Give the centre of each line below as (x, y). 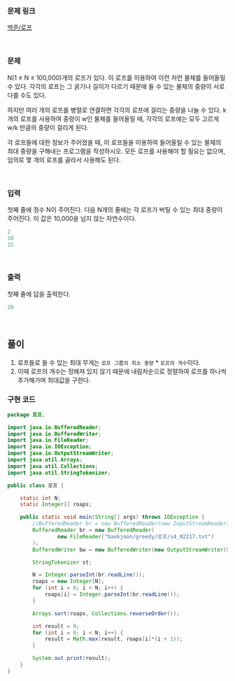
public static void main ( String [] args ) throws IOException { (112, 517)
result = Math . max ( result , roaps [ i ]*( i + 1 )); (114, 639)
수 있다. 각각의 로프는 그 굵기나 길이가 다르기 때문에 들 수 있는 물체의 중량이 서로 (116, 86)
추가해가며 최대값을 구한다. (54, 380)
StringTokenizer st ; (62, 562)
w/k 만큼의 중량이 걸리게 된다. (48, 127)
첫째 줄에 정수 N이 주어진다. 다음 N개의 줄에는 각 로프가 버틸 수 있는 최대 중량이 (115, 209)
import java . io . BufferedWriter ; (54, 434)
